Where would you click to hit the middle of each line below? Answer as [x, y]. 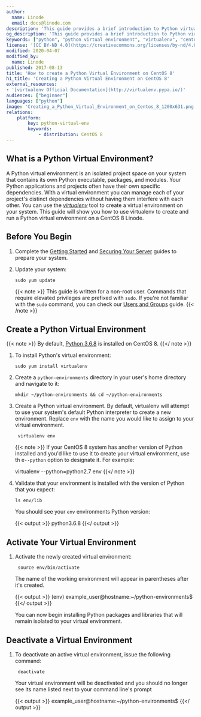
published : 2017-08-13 [34, 67]
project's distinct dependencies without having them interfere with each [95, 199]
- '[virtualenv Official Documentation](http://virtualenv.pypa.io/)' [96, 90]
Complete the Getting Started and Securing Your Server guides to [96, 251]
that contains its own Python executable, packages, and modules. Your [94, 179]
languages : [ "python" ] [34, 101]
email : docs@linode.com [41, 23]
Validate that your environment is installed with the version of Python [100, 483]
